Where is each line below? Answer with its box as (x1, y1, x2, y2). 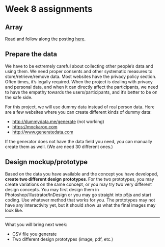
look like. (5, 207, 24, 213)
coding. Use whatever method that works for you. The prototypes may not (5, 197, 156, 203)
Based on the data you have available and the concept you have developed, (5, 171, 159, 177)
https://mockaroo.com (12, 123, 58, 129)
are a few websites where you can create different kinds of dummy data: (5, 109, 152, 115)
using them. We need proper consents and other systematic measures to (5, 68, 153, 74)
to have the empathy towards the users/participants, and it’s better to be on (5, 89, 158, 95)
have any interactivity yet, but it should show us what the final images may (5, 202, 156, 208)
